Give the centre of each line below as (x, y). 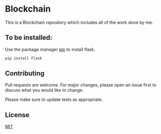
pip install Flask (24, 58)
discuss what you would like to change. (44, 90)
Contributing (25, 74)
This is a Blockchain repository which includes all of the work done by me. (79, 22)
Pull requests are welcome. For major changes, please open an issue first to (81, 85)
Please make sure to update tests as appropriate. (54, 100)
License (17, 115)
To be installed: (29, 38)
